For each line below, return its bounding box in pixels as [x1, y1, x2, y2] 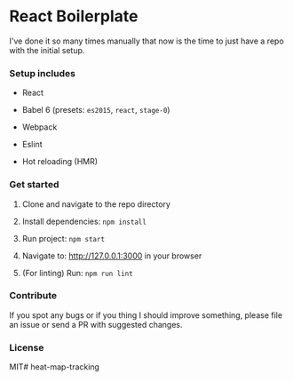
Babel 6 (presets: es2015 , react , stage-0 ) [21, 105, 170, 115]
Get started [9, 179, 59, 191]
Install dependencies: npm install [21, 216, 146, 226]
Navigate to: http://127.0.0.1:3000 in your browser [21, 250, 202, 261]
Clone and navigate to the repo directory [21, 198, 171, 210]
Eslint [21, 139, 43, 150]
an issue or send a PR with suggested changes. [9, 319, 183, 329]
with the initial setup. [9, 44, 85, 55]
